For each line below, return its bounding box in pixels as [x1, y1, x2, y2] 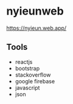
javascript [15, 84, 40, 91]
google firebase [15, 77, 55, 85]
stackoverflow [15, 71, 51, 78]
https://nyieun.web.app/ [6, 24, 67, 32]
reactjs [15, 58, 33, 65]
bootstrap [15, 64, 40, 72]
